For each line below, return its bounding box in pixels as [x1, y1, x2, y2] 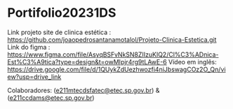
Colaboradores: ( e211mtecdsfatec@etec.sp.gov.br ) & [7, 86, 160, 94]
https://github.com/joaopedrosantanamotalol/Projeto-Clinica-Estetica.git [7, 35, 217, 43]
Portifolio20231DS [7, 5, 116, 21]
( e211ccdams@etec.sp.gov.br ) [7, 93, 95, 102]
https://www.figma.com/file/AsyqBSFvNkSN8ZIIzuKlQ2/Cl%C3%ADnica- [7, 50, 219, 59]
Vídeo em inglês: [168, 57, 218, 66]
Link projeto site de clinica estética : [7, 28, 111, 36]
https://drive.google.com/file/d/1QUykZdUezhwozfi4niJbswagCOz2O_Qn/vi [7, 65, 226, 73]
